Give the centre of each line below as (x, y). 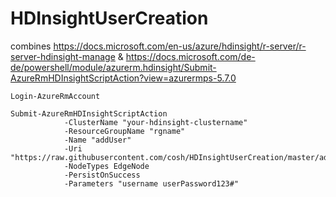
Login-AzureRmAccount (55, 96)
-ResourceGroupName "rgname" (124, 131)
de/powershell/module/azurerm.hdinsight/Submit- (113, 67)
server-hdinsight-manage (63, 56)
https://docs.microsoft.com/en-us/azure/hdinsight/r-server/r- (180, 46)
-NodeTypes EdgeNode (106, 166)
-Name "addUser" (97, 140)
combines (31, 46)
